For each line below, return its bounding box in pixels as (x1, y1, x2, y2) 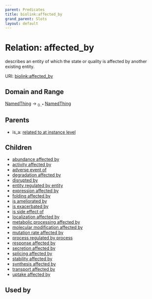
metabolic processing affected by (12, 219, 80, 225)
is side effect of (12, 209, 44, 215)
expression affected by (12, 188, 59, 194)
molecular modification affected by (12, 225, 83, 231)
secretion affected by (12, 245, 55, 251)
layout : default (5, 21, 38, 26)
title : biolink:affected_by (5, 12, 63, 17)
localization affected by (12, 214, 60, 220)
